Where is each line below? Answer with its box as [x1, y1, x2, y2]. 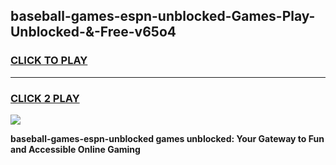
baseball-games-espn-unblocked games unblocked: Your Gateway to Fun [10, 132, 325, 144]
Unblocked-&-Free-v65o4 [10, 24, 177, 41]
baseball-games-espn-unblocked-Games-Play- [10, 8, 316, 25]
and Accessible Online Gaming [10, 143, 141, 155]
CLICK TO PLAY [10, 54, 88, 68]
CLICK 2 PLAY [10, 91, 80, 105]
